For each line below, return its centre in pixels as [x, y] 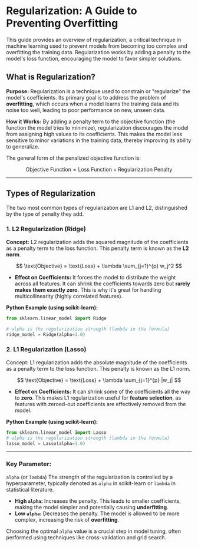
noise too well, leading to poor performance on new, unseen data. [86, 110]
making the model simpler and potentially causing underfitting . [92, 507]
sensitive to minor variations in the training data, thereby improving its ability [99, 140]
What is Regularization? [51, 77]
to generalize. [23, 146]
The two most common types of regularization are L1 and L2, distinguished [97, 207]
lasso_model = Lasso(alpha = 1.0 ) [46, 443]
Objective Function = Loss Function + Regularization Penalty [99, 169]
